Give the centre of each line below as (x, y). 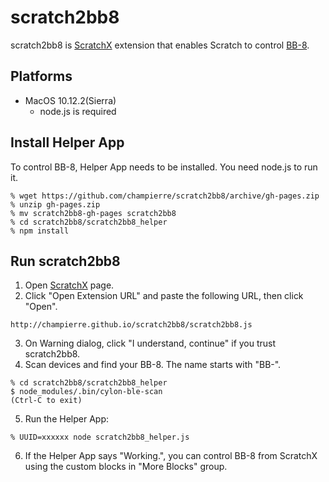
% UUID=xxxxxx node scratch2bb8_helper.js (100, 437)
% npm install (40, 231)
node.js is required (78, 111)
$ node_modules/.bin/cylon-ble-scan (86, 392)
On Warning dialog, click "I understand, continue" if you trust (150, 343)
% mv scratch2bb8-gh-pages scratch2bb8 (93, 213)
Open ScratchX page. (69, 285)
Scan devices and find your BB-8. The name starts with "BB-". (153, 365)
